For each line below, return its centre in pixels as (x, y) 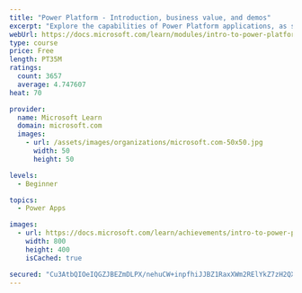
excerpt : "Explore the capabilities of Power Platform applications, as (148, 26)
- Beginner (38, 184)
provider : (28, 109)
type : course (34, 43)
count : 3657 (40, 76)
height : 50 (53, 159)
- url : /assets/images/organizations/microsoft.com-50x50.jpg (144, 143)
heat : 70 (26, 93)
